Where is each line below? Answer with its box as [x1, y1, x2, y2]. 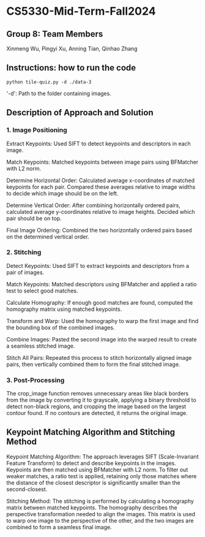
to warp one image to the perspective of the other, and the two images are [6, 517, 194, 524]
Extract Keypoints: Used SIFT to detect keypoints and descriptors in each [6, 140, 191, 147]
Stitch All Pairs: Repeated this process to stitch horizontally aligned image [6, 354, 192, 361]
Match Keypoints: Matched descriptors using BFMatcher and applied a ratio [6, 280, 197, 288]
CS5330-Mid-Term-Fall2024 [6, 4, 156, 18]
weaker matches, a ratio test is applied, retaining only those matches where [6, 472, 197, 479]
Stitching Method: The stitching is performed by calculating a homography [6, 497, 194, 505]
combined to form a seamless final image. [6, 523, 112, 531]
